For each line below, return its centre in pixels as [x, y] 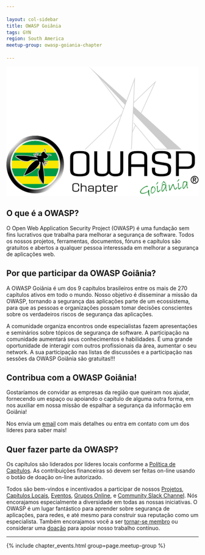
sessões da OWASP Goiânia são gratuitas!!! [61, 359]
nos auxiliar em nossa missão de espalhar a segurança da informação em [99, 405]
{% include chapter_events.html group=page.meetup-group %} [86, 546]
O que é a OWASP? [43, 213]
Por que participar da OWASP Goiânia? [81, 273]
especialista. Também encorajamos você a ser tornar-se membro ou [92, 522]
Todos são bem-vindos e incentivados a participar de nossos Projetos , [95, 489]
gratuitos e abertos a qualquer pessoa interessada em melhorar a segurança [103, 247]
